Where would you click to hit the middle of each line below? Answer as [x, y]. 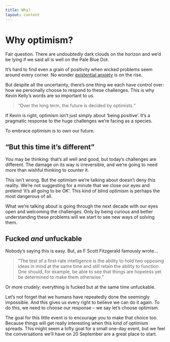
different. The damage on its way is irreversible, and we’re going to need [81, 165]
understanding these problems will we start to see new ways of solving [80, 217]
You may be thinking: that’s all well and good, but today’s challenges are [81, 159]
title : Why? [18, 10]
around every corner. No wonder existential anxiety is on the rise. [74, 75]
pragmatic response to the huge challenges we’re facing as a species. [79, 121]
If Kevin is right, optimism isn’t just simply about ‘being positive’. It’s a [78, 116]
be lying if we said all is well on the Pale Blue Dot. [57, 60]
